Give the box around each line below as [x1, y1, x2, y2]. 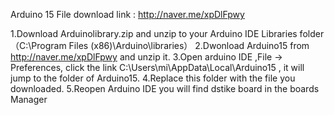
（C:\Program [10, 40, 67, 51]
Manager [10, 94, 48, 105]
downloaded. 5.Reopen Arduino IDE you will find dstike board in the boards [10, 83, 320, 94]
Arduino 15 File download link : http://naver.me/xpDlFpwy [10, 9, 245, 20]
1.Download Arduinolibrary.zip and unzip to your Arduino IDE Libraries [10, 28, 298, 39]
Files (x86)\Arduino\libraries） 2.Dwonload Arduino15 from [68, 40, 310, 51]
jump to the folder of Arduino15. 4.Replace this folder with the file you [10, 72, 296, 84]
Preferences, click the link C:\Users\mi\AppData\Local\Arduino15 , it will [10, 62, 305, 73]
